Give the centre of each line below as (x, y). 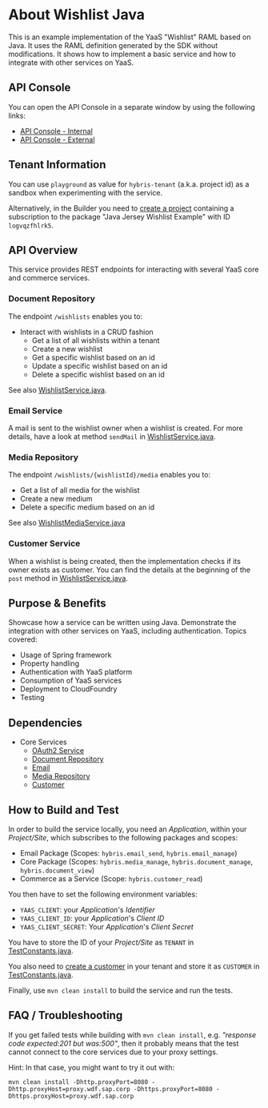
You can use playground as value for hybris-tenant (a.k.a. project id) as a (129, 184)
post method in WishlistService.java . (68, 578)
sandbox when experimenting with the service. (86, 192)
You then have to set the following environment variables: (103, 894)
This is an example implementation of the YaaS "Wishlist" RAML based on (130, 37)
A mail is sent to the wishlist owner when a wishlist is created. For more (126, 428)
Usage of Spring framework (66, 655)
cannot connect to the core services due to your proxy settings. (113, 1052)
